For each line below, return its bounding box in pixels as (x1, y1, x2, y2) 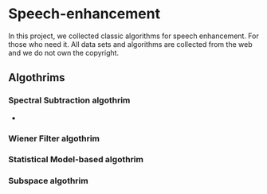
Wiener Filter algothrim (8, 133, 100, 144)
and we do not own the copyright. (8, 48, 120, 57)
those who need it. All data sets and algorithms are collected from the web (8, 39, 253, 48)
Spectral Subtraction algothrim (8, 95, 131, 106)
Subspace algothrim (8, 176, 89, 187)
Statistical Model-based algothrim (8, 154, 143, 165)
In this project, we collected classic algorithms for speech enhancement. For (8, 31, 259, 41)
